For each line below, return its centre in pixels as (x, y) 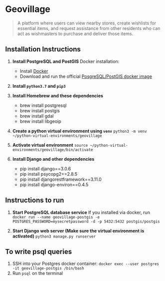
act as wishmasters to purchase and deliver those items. (75, 33)
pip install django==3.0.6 (45, 169)
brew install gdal (37, 116)
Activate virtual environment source (50, 145)
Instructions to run (35, 200)
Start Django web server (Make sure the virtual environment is (78, 231)
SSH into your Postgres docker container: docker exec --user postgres (86, 264)
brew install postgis (40, 110)
